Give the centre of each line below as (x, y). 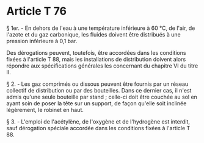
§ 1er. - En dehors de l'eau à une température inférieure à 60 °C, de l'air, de (101, 28)
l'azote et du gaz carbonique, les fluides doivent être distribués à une (94, 34)
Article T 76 (37, 11)
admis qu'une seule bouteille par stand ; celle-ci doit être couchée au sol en (102, 97)
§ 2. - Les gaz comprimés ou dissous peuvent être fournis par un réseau (97, 84)
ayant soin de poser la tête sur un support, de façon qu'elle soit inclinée (97, 103)
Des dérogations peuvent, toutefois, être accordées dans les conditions (96, 52)
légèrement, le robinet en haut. (45, 110)
